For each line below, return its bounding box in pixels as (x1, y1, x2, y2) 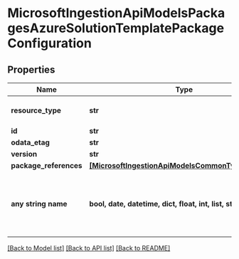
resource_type (11, 105, 62, 115)
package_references (11, 161, 83, 170)
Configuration (7, 36, 92, 51)
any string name (11, 199, 68, 208)
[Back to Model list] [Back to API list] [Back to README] (7, 244, 171, 252)
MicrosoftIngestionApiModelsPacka (7, 5, 225, 21)
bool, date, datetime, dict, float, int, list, (89, 199, 224, 208)
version (11, 149, 38, 159)
